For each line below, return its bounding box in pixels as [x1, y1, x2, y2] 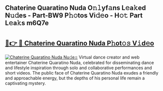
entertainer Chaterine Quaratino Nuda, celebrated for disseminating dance [5, 60, 154, 65]
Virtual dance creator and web [78, 54, 140, 60]
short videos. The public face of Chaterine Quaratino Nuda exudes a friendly [5, 70, 159, 76]
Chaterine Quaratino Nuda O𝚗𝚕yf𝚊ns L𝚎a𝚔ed [5, 4, 146, 12]
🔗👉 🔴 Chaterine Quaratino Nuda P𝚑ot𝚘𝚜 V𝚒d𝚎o [5, 39, 154, 47]
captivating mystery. [5, 80, 46, 86]
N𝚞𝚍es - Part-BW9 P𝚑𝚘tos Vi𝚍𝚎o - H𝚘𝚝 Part [5, 12, 143, 20]
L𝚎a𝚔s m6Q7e [5, 19, 49, 27]
